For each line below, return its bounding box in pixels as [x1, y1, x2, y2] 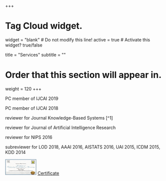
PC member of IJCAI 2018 [5, 105, 59, 111]
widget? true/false [5, 42, 42, 48]
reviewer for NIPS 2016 [5, 134, 52, 140]
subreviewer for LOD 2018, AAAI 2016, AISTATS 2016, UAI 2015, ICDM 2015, [5, 143, 161, 150]
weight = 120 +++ [5, 85, 42, 91]
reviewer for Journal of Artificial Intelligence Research [5, 124, 116, 130]
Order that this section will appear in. [5, 69, 162, 80]
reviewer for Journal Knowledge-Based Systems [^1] [5, 114, 113, 120]
